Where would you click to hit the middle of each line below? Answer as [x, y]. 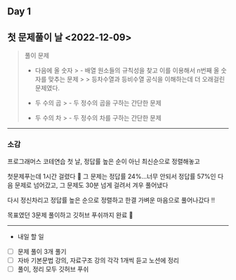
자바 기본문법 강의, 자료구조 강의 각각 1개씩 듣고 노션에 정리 [98, 260]
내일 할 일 [31, 236]
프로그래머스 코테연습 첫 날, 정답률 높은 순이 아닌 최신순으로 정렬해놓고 [104, 161]
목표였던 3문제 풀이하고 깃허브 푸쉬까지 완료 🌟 [70, 215]
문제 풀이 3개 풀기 [42, 251]
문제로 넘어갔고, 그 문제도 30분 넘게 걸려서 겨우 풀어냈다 [91, 185]
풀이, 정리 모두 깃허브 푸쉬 [53, 269]
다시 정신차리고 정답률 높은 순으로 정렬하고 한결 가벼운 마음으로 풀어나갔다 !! [111, 200]
